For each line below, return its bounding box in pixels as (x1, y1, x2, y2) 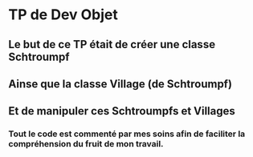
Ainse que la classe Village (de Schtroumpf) (8, 77, 233, 91)
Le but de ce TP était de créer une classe (8, 38, 215, 51)
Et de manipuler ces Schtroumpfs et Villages (8, 104, 235, 118)
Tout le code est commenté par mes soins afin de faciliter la (8, 128, 246, 139)
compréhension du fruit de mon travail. (8, 139, 164, 150)
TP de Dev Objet (8, 6, 118, 24)
